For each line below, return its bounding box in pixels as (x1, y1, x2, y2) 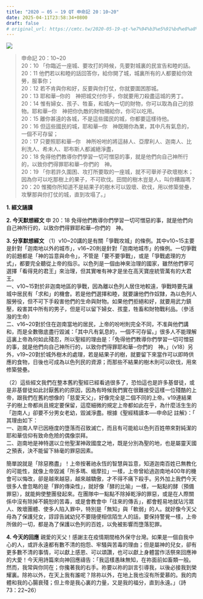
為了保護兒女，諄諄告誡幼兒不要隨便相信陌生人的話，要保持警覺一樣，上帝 (11, 513, 197, 520)
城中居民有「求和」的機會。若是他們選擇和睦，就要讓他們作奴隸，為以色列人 (6, 290, 197, 298)
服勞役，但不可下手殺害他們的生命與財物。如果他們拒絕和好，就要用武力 (6, 298, 186, 305)
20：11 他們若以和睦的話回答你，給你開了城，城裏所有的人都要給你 (21, 70, 187, 77)
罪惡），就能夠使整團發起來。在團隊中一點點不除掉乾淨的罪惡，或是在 (6, 490, 178, 498)
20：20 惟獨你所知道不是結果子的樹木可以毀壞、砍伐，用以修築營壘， (21, 183, 195, 191)
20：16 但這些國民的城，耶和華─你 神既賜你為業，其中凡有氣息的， (21, 122, 192, 130)
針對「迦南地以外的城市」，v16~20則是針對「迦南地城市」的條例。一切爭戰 (11, 245, 197, 252)
